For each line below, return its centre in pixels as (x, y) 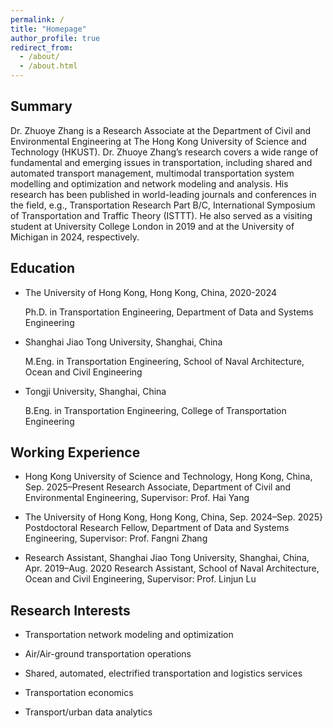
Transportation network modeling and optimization (129, 635)
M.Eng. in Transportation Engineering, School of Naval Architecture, (164, 361)
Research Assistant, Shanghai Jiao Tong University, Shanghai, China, (167, 558)
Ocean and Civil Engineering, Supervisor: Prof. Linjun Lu (140, 579)
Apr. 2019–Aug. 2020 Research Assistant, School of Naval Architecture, (172, 568)
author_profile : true (55, 38)
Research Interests (70, 610)
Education (43, 268)
